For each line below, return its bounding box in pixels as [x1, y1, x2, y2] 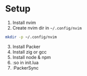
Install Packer [12, 43, 41, 49]
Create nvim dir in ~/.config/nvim [12, 24, 82, 30]
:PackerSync [12, 64, 39, 70]
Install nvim [12, 19, 36, 25]
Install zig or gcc [12, 48, 47, 55]
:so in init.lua [12, 59, 39, 65]
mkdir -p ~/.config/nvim [5, 34, 57, 39]
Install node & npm [12, 54, 51, 60]
